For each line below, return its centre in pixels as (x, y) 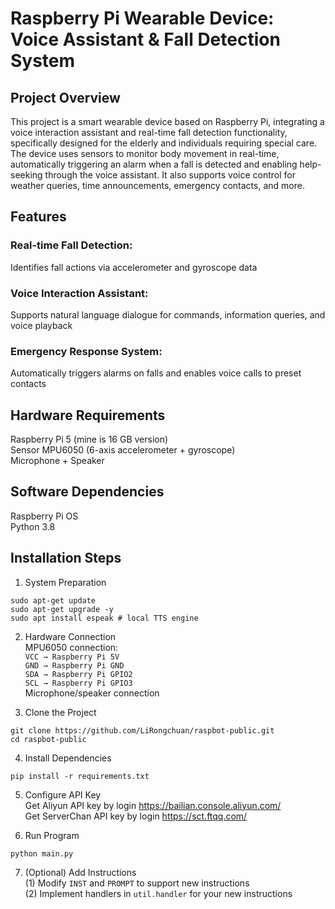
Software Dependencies (87, 492)
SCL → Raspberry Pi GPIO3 (78, 683)
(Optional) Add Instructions (80, 872)
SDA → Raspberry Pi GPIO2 (78, 674)
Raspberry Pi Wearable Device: (142, 18)
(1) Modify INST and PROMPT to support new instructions (137, 883)
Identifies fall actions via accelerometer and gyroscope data (134, 267)
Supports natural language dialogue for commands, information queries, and (168, 314)
